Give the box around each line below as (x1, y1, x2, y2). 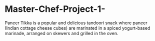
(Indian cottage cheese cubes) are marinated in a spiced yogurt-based (4, 25, 150, 31)
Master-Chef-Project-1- (4, 3, 105, 15)
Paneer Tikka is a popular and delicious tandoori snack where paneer (4, 20, 148, 26)
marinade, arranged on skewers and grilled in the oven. (4, 30, 118, 36)
